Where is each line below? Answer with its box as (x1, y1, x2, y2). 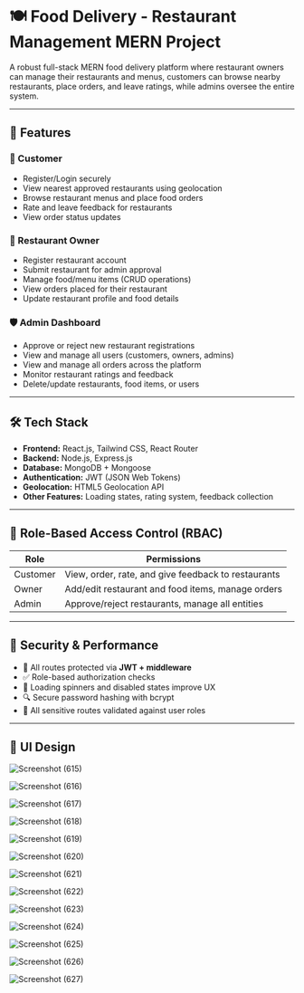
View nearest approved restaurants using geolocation (22, 182, 223, 194)
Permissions (146, 552, 202, 565)
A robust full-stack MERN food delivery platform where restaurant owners (9, 62, 285, 72)
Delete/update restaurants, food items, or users (22, 378, 200, 389)
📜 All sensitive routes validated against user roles (22, 704, 206, 715)
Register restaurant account (22, 254, 127, 265)
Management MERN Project (9, 32, 222, 53)
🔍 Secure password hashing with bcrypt (22, 692, 175, 702)
